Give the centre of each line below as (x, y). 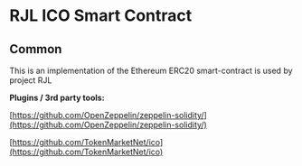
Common (36, 49)
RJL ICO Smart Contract (101, 16)
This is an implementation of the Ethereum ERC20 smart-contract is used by (151, 70)
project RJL (31, 80)
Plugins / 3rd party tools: (57, 97)
